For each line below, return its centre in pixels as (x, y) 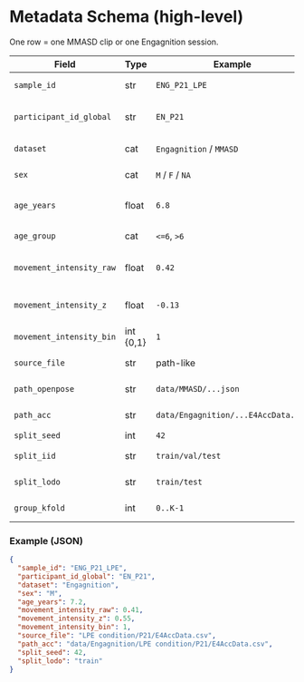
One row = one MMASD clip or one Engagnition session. (114, 42)
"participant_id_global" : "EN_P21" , (86, 576)
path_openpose (44, 389)
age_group (35, 236)
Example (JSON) (46, 541)
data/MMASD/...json (198, 389)
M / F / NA (174, 174)
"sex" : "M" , (40, 593)
